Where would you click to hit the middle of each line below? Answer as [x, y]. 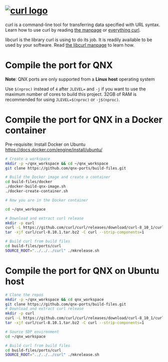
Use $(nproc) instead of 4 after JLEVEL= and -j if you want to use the [75, 89]
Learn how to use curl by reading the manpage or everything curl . [73, 30]
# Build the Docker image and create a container [58, 177]
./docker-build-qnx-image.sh [35, 187]
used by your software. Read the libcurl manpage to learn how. [70, 45]
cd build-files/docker [29, 182]
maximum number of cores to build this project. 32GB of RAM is [71, 94]
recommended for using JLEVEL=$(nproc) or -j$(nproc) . [62, 99]
